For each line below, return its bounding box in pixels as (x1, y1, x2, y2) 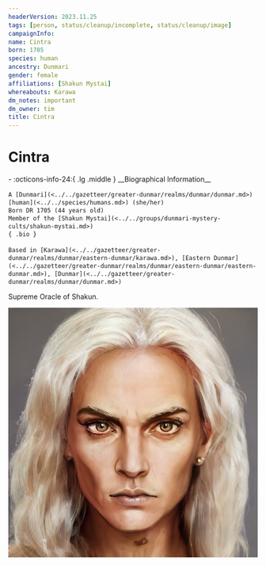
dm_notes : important (8, 96, 77, 105)
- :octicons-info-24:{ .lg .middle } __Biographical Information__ (8, 174, 211, 184)
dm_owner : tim (8, 105, 55, 113)
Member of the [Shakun (8, 215, 83, 223)
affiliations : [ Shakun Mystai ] (8, 79, 112, 87)
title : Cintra (8, 113, 55, 121)
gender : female (8, 71, 59, 79)
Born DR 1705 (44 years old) (8, 207, 104, 215)
